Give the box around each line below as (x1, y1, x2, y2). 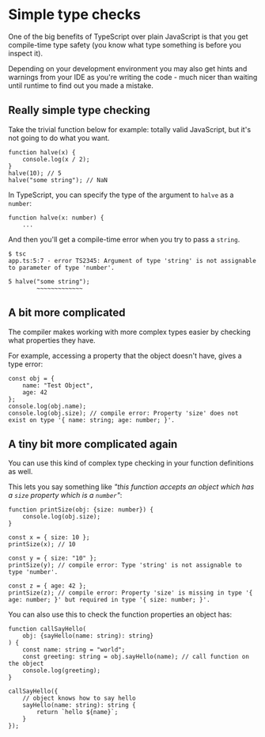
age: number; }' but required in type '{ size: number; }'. (8, 596, 211, 604)
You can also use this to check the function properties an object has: (8, 610, 233, 619)
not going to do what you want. (8, 133, 110, 142)
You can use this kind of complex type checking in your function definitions (8, 458, 255, 468)
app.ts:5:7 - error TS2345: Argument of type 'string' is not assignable (8, 256, 257, 264)
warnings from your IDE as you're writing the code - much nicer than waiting (8, 72, 258, 82)
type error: (8, 359, 44, 369)
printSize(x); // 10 (8, 541, 77, 549)
